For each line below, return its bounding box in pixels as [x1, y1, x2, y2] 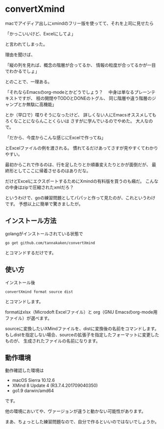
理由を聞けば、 [5, 52, 35, 57]
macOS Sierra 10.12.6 [12, 377, 55, 383]
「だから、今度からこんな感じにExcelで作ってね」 [5, 134, 106, 141]
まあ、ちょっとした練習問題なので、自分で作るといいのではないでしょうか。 [5, 419, 159, 425]
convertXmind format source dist [5, 289, 73, 294]
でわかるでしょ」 [5, 68, 40, 74]
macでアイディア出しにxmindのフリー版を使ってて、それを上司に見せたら [5, 20, 154, 26]
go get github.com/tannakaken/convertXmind [5, 240, 95, 245]
